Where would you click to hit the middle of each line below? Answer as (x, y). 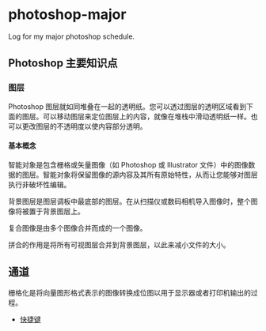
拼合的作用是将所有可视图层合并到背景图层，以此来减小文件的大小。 (119, 244)
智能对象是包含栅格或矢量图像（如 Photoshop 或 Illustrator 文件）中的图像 (128, 164)
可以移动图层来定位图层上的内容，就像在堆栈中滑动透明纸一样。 (146, 116)
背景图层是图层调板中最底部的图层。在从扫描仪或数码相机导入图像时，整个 (129, 201)
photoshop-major (67, 15)
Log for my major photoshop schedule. (72, 36)
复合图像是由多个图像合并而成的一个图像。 (78, 228)
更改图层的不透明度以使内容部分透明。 (84, 126)
